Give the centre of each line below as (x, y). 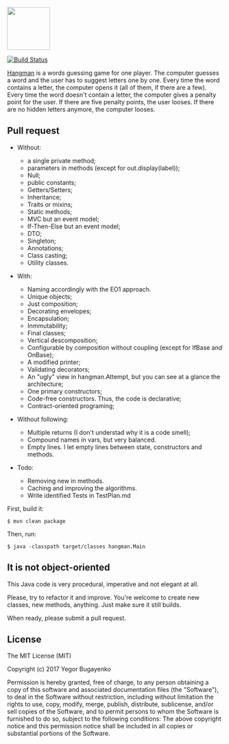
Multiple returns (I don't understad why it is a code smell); (109, 432)
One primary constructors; (65, 391)
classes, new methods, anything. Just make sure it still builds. (94, 604)
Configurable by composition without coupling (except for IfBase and (125, 347)
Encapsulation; (48, 318)
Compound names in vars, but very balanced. (92, 440)
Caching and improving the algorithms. (82, 488)
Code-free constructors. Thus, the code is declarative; (104, 398)
